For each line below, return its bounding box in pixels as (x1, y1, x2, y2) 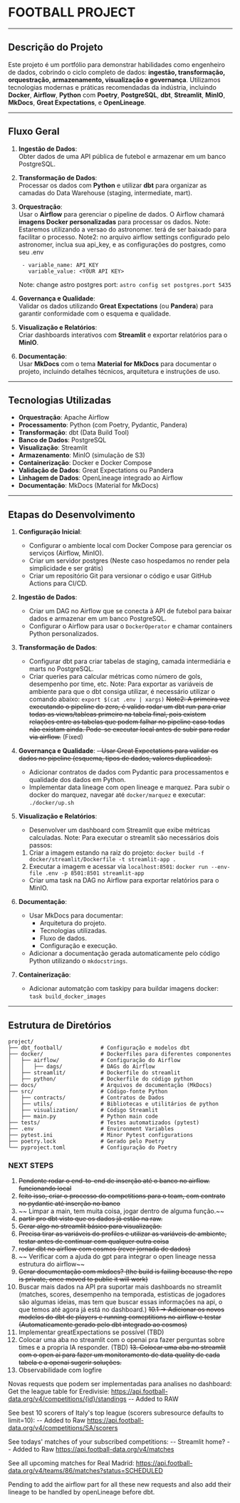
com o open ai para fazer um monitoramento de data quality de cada (18, 1351, 220, 1359)
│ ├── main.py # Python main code (8, 1113, 159, 1120)
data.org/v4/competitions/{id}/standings (8, 1395, 127, 1403)
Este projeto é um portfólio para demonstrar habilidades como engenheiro (8, 60, 225, 68)
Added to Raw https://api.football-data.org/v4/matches (12, 1445, 174, 1454)
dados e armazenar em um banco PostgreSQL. (28, 614, 167, 623)
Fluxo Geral (8, 125, 60, 137)
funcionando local (18, 1184, 72, 1193)
